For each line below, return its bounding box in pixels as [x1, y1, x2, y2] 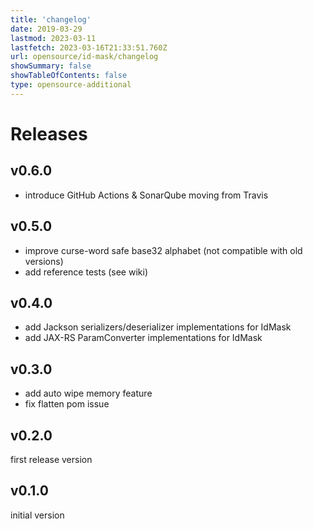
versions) [24, 255, 64, 267]
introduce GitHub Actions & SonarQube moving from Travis [24, 189, 269, 201]
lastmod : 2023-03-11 [10, 33, 97, 43]
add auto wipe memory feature [24, 387, 153, 400]
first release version [10, 454, 93, 465]
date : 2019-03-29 [10, 24, 83, 34]
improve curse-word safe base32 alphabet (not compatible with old [24, 244, 303, 256]
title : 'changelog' [10, 14, 92, 25]
